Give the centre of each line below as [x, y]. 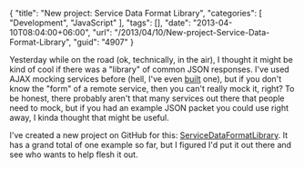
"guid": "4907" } [104, 42]
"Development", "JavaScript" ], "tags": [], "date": [100, 23]
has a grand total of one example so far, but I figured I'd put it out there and [151, 145]
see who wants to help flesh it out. [74, 154]
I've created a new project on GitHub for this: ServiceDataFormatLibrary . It [149, 135]
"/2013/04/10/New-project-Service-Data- [192, 32]
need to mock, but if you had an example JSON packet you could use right [149, 108]
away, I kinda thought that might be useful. [90, 118]
